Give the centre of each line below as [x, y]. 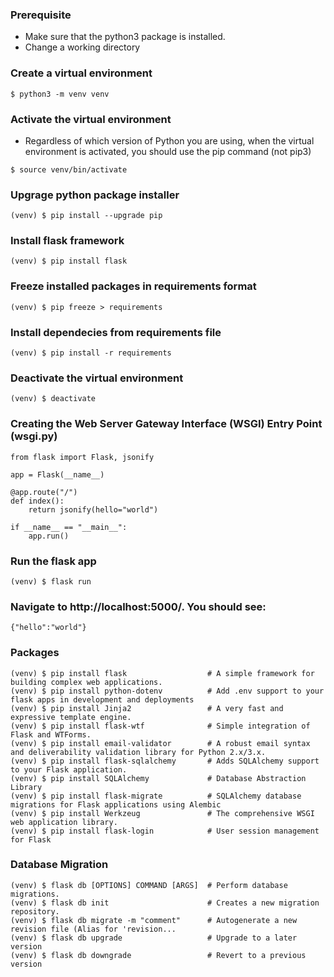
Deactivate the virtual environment [97, 378]
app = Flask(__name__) [57, 474]
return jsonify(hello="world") [93, 509]
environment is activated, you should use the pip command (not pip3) [168, 151]
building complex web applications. [86, 682]
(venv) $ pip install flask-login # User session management [165, 831]
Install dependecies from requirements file [116, 332]
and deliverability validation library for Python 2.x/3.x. [138, 752]
